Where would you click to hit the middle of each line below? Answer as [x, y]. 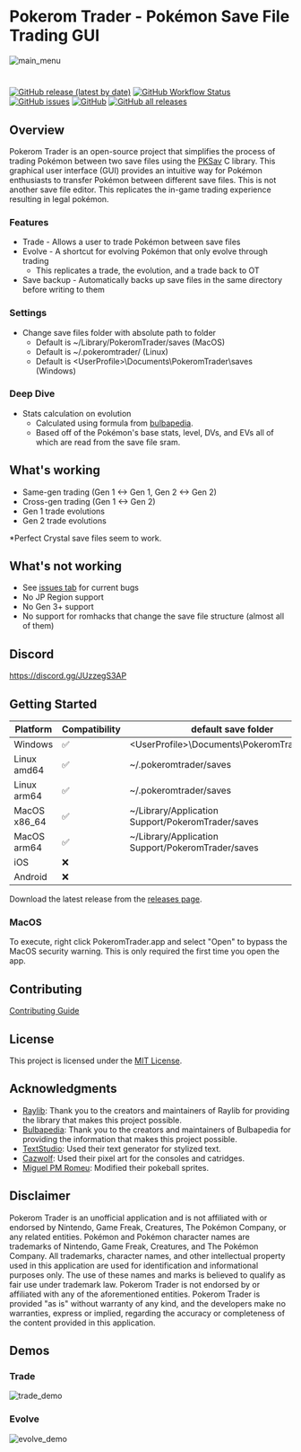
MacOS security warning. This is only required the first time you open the [145, 951]
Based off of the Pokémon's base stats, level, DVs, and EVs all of [155, 432]
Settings [28, 313]
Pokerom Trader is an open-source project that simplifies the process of [142, 151]
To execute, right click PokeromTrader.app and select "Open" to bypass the [149, 942]
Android [30, 877]
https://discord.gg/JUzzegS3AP [68, 676]
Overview [37, 130]
